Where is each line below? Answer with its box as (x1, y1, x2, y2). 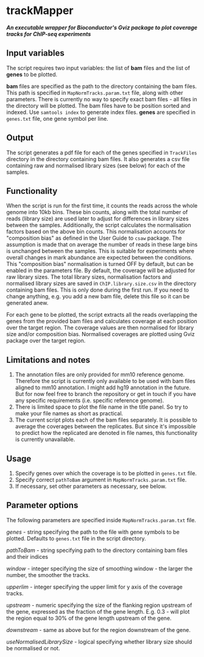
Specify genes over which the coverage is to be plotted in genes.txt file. (15, 470, 197, 476)
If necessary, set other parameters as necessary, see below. (15, 483, 167, 490)
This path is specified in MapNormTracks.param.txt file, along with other (6, 89, 183, 96)
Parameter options (6, 500, 79, 511)
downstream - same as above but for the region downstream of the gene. (6, 626, 191, 633)
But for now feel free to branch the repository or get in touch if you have (15, 390, 197, 398)
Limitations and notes (6, 354, 90, 365)
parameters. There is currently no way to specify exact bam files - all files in (6, 95, 197, 102)
